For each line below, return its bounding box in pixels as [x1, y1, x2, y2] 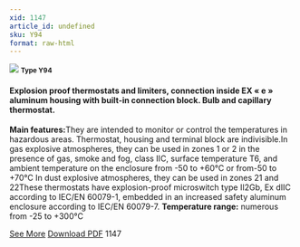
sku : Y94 [9, 30, 43, 39]
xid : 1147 [9, 13, 47, 23]
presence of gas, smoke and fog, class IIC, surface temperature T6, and [9, 153, 278, 164]
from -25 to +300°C [9, 211, 84, 222]
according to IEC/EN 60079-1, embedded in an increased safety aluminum [9, 192, 287, 203]
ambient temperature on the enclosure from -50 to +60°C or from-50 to [9, 163, 277, 174]
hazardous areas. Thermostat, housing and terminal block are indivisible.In [9, 134, 288, 145]
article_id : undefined [9, 22, 95, 31]
